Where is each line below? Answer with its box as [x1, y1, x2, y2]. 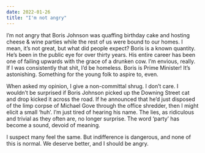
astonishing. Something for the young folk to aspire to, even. [6, 70, 158, 78]
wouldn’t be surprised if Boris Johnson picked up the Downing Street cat [6, 89, 190, 96]
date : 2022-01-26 [6, 9, 51, 15]
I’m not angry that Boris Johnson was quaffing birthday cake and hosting [6, 31, 190, 39]
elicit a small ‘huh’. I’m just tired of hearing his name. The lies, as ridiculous [6, 108, 195, 116]
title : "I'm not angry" [6, 15, 67, 21]
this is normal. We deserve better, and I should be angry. [6, 140, 149, 147]
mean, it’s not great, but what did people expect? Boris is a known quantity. [6, 44, 196, 52]
